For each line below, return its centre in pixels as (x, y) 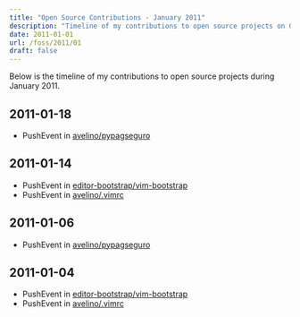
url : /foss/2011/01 (46, 43)
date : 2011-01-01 (42, 34)
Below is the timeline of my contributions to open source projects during (142, 76)
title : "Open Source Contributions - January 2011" (107, 17)
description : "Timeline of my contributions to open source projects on (147, 26)
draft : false (33, 51)
